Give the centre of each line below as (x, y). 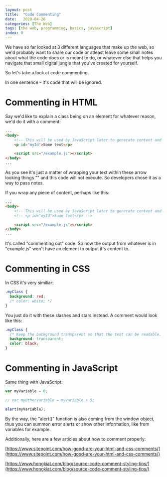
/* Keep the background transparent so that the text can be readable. (86, 334)
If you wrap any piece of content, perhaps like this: (57, 193)
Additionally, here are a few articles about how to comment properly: (76, 439)
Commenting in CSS (48, 269)
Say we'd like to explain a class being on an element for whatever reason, (81, 116)
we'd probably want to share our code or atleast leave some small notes (79, 52)
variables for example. (28, 429)
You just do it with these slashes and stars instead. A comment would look (81, 315)
